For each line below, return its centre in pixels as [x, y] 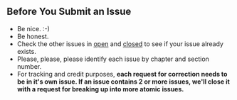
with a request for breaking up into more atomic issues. [100, 89]
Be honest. [33, 36]
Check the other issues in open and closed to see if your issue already [120, 44]
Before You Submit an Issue [69, 12]
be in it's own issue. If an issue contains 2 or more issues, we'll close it [123, 82]
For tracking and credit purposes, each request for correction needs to [122, 74]
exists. [26, 51]
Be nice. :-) [33, 28]
